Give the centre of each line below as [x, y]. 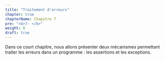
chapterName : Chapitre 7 [31, 19]
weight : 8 [15, 28]
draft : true [17, 33]
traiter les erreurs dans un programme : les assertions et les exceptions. [78, 52]
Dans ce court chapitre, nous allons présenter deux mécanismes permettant [82, 47]
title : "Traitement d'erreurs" [37, 10]
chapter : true [20, 14]
